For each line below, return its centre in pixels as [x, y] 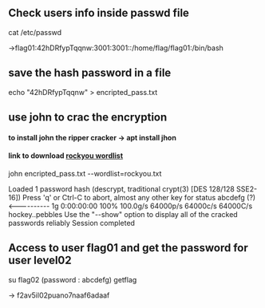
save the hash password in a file [90, 73]
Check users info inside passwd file [99, 13]
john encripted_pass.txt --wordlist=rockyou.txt [85, 173]
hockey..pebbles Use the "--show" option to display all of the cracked [123, 214]
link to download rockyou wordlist [66, 156]
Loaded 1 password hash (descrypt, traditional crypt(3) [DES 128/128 [122, 189]
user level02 [40, 261]
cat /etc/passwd [35, 32]
